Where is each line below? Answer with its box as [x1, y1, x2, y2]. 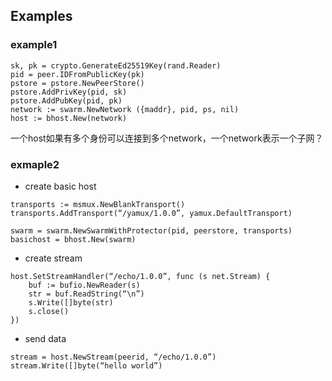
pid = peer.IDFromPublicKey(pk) [10, 69, 145, 79]
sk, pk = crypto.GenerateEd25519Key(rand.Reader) [10, 60, 222, 71]
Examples [10, 8, 73, 25]
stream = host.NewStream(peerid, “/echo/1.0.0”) [10, 352, 217, 362]
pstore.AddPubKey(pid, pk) [10, 95, 123, 106]
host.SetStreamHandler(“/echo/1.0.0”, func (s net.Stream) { [10, 271, 271, 281]
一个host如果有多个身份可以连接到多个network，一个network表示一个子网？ [10, 132, 324, 144]
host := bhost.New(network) [10, 113, 128, 123]
